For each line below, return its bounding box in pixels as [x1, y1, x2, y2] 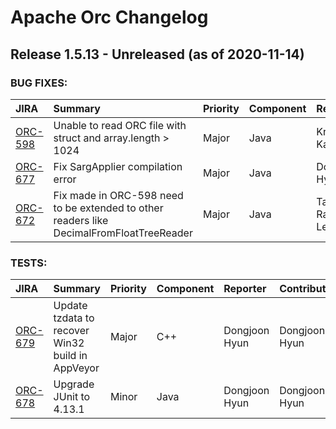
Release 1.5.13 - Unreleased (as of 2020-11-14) [10, 46, 305, 63]
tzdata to [53, 311, 95, 325]
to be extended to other [53, 201, 164, 215]
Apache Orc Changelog [10, 6, 209, 29]
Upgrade [53, 377, 95, 391]
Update [53, 299, 88, 313]
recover [53, 324, 90, 338]
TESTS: [10, 256, 48, 270]
